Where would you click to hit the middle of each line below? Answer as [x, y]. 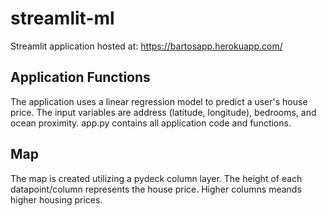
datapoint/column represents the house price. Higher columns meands [156, 189]
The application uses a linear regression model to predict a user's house [159, 101]
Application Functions [80, 77]
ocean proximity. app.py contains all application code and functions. [151, 123]
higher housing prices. [56, 199]
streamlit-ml [62, 18]
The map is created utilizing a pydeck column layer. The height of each [156, 178]
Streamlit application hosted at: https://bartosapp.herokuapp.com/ [146, 46]
